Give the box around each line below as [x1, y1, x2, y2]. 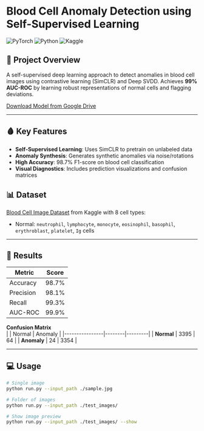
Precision [9, 289, 36, 297]
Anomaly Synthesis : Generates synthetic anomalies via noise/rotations [15, 152, 194, 159]
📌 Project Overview [6, 55, 81, 65]
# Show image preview [6, 413, 61, 419]
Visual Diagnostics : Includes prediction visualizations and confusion [15, 165, 188, 172]
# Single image [6, 380, 45, 386]
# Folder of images [6, 396, 56, 402]
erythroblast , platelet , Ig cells [15, 227, 95, 235]
